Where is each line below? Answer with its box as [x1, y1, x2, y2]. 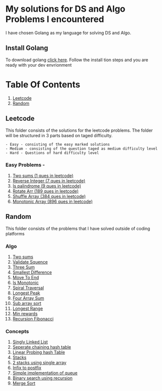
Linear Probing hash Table [12, 349, 65, 355]
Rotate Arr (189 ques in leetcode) [12, 188, 79, 194]
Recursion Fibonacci [12, 316, 54, 321]
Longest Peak [12, 290, 40, 296]
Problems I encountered [5, 14, 104, 25]
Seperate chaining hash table [12, 344, 71, 350]
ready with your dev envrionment [5, 62, 72, 68]
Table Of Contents [5, 79, 81, 90]
